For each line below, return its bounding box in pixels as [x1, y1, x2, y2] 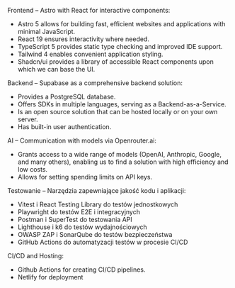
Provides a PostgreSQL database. [17, 92, 116, 101]
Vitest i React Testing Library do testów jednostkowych [17, 200, 178, 209]
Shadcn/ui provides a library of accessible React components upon [17, 57, 214, 66]
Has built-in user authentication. [17, 123, 112, 131]
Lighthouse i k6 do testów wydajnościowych [17, 223, 147, 231]
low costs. [17, 165, 48, 173]
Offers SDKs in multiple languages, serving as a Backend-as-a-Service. [17, 100, 227, 109]
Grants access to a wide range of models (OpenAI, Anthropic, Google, [17, 150, 222, 158]
